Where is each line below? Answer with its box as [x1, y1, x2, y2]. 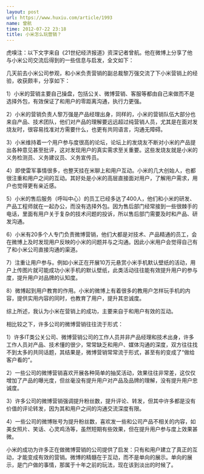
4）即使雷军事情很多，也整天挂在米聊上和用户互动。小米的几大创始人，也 [6, 167, 191, 174]
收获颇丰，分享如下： [16, 77, 70, 85]
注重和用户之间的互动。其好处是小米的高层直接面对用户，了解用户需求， [11, 175, 192, 182]
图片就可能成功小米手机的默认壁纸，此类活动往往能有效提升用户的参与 [22, 267, 198, 274]
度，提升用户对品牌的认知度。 [6, 274, 81, 282]
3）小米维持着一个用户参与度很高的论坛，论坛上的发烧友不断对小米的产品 [6, 139, 191, 146]
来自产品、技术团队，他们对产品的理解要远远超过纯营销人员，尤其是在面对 [6, 118, 192, 125]
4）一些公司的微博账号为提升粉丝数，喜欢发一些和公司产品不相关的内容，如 [6, 418, 196, 425]
